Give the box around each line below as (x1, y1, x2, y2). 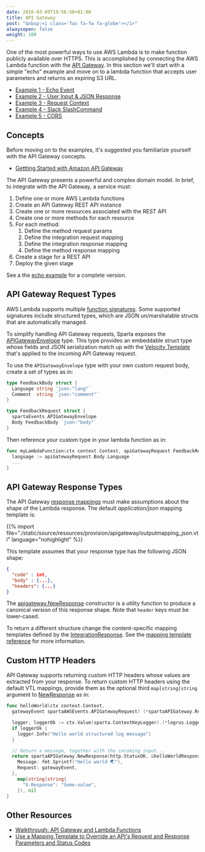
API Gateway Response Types (6, 482, 123, 492)
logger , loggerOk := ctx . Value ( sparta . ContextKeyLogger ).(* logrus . (12, 719, 187, 725)
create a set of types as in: (6, 368, 73, 375)
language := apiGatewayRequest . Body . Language (12, 454, 130, 460)
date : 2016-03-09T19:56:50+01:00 (6, 9, 92, 15)
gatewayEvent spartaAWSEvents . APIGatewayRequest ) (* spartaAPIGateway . (12, 708, 195, 715)
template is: (6, 511, 36, 518)
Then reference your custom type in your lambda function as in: (6, 436, 167, 443)
